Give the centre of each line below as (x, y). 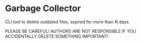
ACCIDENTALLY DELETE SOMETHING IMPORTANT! (57, 36)
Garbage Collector (43, 8)
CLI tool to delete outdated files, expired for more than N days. (68, 22)
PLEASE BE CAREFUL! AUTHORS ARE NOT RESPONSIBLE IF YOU (70, 31)
